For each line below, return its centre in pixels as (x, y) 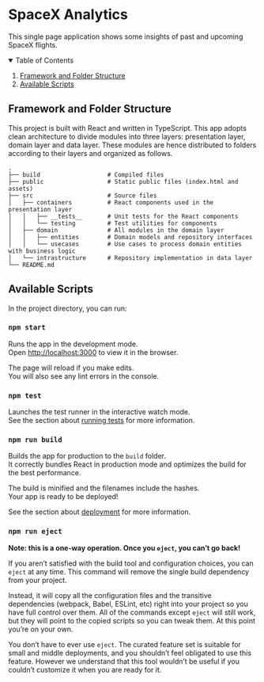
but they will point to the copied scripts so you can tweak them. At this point (132, 620)
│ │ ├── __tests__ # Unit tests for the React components (123, 216)
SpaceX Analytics (68, 15)
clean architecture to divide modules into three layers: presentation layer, (127, 136)
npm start (27, 328)
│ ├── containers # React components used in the (111, 202)
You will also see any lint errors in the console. (84, 376)
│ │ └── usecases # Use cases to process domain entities (125, 244)
